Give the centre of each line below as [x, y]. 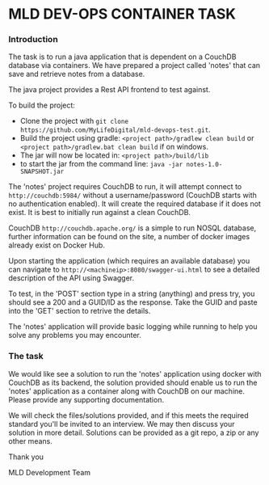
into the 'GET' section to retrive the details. [80, 311]
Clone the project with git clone [74, 121]
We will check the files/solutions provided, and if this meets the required [128, 415]
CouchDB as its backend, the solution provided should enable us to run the [133, 382]
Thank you [26, 457]
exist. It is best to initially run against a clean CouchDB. [100, 213]
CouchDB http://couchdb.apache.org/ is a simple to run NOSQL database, [132, 228]
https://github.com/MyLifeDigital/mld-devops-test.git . [116, 129]
